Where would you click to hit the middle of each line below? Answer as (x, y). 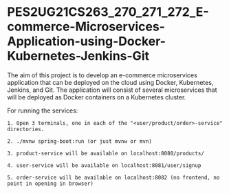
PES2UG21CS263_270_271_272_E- (108, 12)
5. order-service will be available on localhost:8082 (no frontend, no (113, 177)
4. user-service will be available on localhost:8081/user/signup (104, 165)
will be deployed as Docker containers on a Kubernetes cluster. (97, 97)
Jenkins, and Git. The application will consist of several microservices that (112, 90)
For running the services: (43, 110)
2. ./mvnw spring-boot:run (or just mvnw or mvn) (80, 141)
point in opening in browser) (51, 184)
